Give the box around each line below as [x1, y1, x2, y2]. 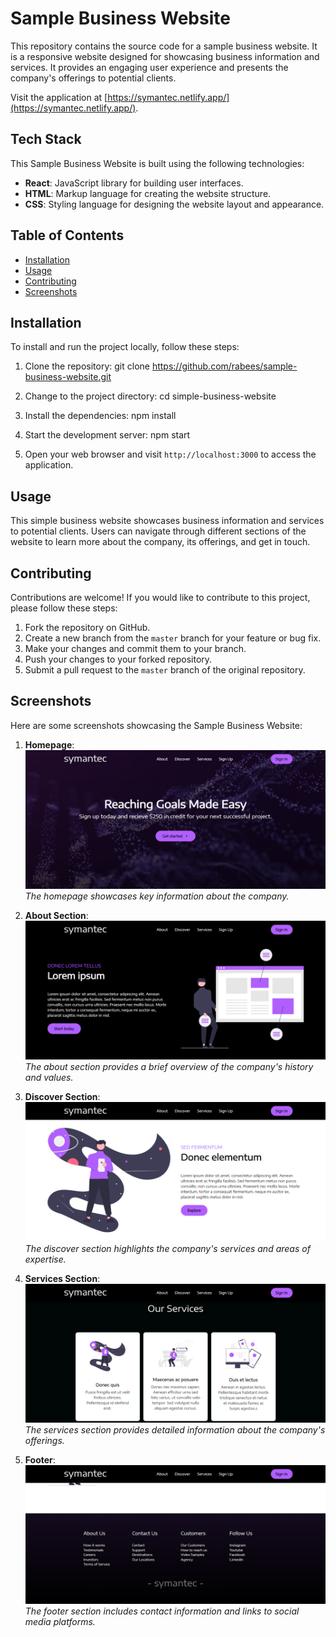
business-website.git [24, 371, 112, 383]
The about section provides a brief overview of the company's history [24, 1061, 314, 1073]
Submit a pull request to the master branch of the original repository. [24, 664, 306, 676]
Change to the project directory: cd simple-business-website [24, 390, 277, 402]
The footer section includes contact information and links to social [24, 1605, 300, 1617]
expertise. [24, 1253, 67, 1265]
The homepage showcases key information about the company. [24, 890, 290, 902]
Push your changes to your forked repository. [24, 653, 213, 665]
